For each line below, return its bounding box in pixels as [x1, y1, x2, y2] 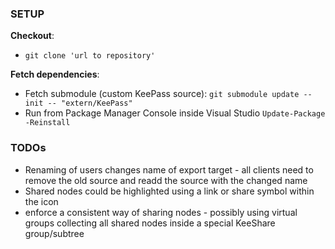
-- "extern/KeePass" [47, 98, 133, 109]
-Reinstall [24, 118, 71, 128]
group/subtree [24, 227, 85, 239]
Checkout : [10, 30, 55, 42]
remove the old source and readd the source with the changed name [24, 174, 308, 186]
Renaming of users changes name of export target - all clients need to [24, 163, 314, 176]
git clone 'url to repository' [24, 51, 156, 61]
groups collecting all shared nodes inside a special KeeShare [24, 217, 276, 229]
